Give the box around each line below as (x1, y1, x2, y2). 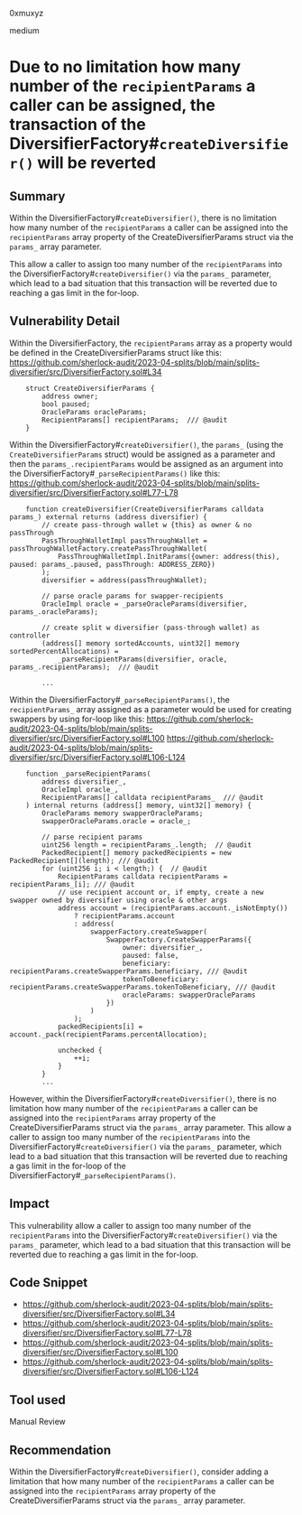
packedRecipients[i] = (57, 1022, 143, 1031)
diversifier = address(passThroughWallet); (41, 575, 207, 585)
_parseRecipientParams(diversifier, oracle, (57, 655, 228, 664)
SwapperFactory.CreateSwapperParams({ (105, 934, 252, 944)
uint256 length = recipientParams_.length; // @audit (41, 840, 252, 850)
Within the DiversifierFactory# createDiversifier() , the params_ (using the (9, 439, 284, 450)
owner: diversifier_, (122, 943, 204, 952)
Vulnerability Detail (9, 313, 120, 329)
